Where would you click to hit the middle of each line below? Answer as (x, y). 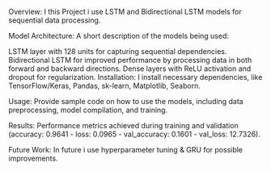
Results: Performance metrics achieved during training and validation (123, 125)
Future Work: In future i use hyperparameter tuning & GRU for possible (126, 150)
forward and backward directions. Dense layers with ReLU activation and (130, 69)
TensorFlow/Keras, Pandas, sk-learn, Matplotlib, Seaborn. (104, 85)
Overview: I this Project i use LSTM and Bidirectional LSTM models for (125, 12)
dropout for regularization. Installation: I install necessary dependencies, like (135, 77)
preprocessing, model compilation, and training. (88, 110)
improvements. (33, 158)
